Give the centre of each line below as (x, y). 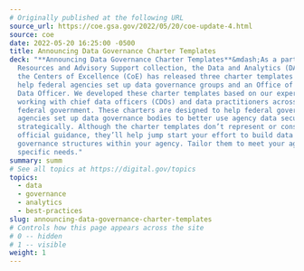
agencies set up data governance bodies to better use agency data (147, 118)
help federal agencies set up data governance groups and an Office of (156, 85)
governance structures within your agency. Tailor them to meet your (151, 144)
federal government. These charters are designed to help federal (145, 110)
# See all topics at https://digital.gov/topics (103, 169)
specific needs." (50, 152)
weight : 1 (28, 253)
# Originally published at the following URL (96, 18)
